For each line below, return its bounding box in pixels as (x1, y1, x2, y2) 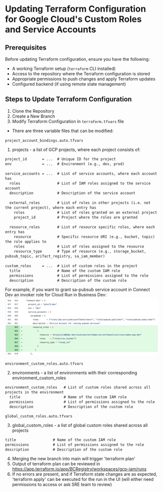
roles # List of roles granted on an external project (14, 210, 158, 215)
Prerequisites (5, 43, 47, 51)
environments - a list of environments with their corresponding (12, 370, 137, 375)
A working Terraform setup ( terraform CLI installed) (12, 66, 116, 71)
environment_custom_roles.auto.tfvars (5, 361, 83, 366)
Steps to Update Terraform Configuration (5, 95, 132, 103)
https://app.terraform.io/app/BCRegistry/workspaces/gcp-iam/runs (12, 466, 147, 472)
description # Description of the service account (9, 190, 136, 195)
